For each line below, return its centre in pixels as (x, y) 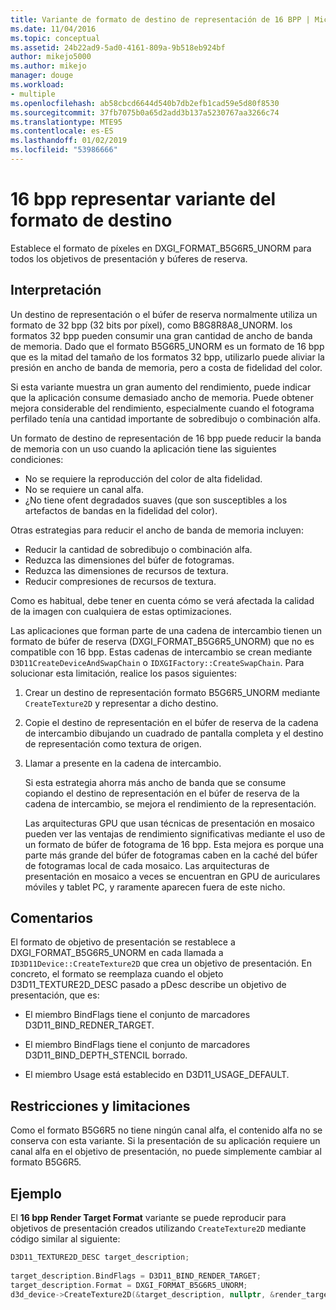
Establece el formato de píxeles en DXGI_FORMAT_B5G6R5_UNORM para (161, 248)
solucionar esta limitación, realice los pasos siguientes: (123, 673)
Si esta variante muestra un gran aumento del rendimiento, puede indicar (161, 387)
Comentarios (52, 918)
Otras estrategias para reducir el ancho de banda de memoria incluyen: (157, 530)
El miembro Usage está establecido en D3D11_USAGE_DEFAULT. (157, 1075)
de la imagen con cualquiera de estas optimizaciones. (121, 611)
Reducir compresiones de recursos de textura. (120, 581)
